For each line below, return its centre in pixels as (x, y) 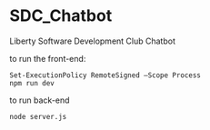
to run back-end (40, 100)
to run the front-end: (48, 58)
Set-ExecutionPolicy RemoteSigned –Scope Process (105, 75)
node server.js (38, 116)
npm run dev (32, 83)
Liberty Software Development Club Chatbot (92, 41)
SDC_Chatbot (61, 16)
